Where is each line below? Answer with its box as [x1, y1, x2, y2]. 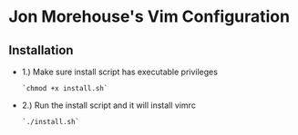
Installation [8, 43, 74, 58]
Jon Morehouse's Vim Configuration [8, 6, 291, 27]
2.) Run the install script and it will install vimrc [21, 100, 197, 111]
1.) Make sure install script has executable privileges [21, 66, 218, 77]
